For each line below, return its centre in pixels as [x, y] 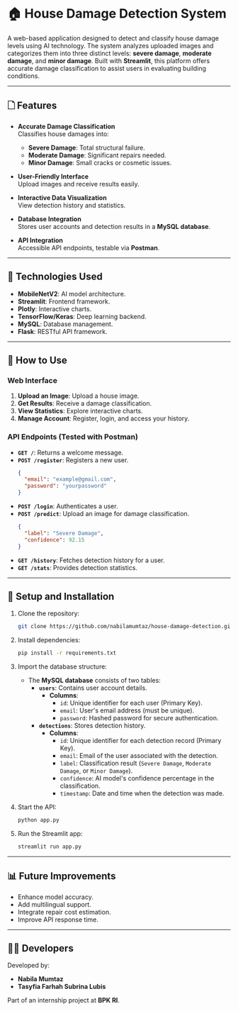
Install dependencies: [49, 640]
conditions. [24, 76]
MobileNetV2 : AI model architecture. [72, 294]
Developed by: [28, 966]
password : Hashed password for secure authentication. [139, 718]
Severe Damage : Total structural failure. [86, 147]
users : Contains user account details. [93, 688]
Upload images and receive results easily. [78, 184]
